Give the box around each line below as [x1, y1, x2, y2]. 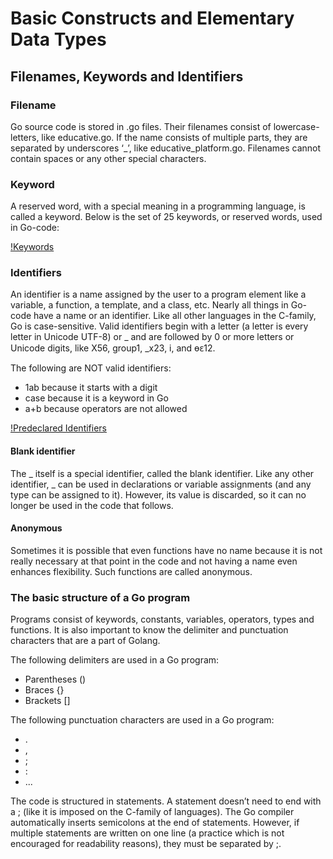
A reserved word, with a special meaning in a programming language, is [10, 200, 306, 212]
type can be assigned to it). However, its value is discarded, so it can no [10, 488, 307, 501]
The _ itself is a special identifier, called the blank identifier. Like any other [10, 467, 315, 479]
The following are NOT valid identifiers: [10, 362, 172, 374]
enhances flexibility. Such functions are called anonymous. [10, 565, 253, 577]
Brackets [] [24, 695, 71, 707]
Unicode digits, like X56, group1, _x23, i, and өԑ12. [10, 342, 216, 354]
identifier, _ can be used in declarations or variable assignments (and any [10, 478, 312, 490]
